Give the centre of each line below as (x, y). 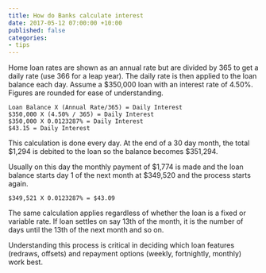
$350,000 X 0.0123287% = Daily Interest (76, 121)
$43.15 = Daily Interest (49, 129)
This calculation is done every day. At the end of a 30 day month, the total (129, 143)
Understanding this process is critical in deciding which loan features (121, 245)
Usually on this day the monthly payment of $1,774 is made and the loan (126, 167)
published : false (37, 30)
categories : (28, 38)
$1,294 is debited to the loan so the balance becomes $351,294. (113, 152)
